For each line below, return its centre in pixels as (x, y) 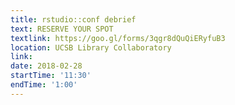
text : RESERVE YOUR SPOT (62, 29)
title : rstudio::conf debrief (73, 19)
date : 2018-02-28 (46, 66)
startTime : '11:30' (51, 76)
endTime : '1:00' (44, 85)
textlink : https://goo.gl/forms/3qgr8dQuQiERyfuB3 (118, 38)
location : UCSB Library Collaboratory (91, 47)
